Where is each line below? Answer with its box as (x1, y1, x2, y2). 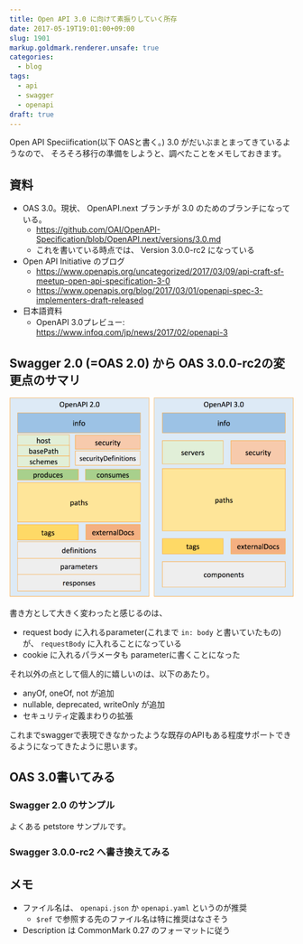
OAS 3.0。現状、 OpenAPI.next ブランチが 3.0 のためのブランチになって (22, 203, 291, 214)
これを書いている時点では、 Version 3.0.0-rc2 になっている (35, 245, 255, 256)
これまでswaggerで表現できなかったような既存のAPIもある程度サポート (9, 729, 276, 740)
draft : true (9, 109, 54, 119)
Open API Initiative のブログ (22, 256, 125, 266)
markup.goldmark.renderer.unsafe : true (9, 43, 160, 52)
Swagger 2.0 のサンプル (9, 799, 115, 812)
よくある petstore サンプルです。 (9, 821, 131, 832)
